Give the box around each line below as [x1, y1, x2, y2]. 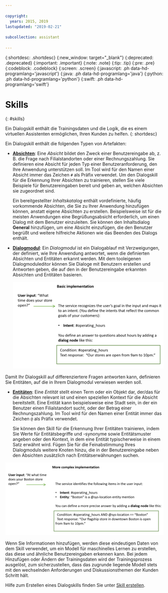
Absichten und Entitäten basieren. [12, 271, 83, 277]
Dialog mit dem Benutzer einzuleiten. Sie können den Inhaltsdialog [12, 219, 150, 225]
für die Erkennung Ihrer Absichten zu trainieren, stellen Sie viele [12, 177, 145, 183]
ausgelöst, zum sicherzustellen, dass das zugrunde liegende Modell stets [5, 561, 157, 567]
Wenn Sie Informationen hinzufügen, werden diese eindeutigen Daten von [5, 540, 158, 546]
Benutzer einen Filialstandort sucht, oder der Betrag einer [12, 405, 132, 411]
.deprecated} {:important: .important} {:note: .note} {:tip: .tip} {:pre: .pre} [5, 60, 155, 66]
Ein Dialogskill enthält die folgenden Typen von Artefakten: [5, 140, 127, 146]
